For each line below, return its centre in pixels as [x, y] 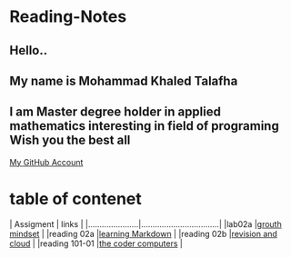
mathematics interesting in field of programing [144, 126]
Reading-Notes [68, 17]
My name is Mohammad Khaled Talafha [124, 80]
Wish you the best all [70, 140]
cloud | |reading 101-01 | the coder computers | [96, 243]
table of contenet [76, 198]
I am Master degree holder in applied [115, 112]
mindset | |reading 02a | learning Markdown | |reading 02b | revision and [143, 233]
